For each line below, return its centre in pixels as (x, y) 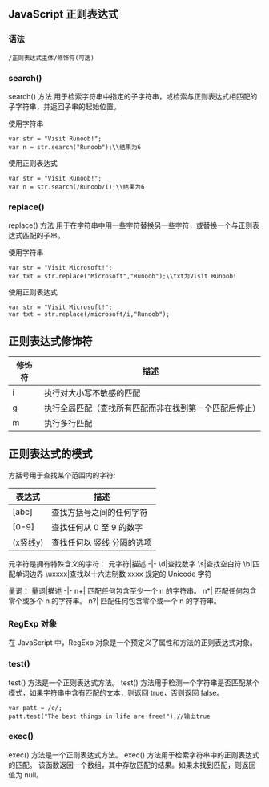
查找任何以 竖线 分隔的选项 (102, 542)
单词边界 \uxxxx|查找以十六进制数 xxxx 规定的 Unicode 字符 (113, 574)
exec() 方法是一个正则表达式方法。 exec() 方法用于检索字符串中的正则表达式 (134, 755)
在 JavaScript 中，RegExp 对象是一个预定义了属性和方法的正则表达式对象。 (133, 643)
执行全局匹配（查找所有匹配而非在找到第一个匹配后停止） (152, 408)
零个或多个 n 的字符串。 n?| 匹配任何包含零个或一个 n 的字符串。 (115, 601)
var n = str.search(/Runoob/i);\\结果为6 (76, 187)
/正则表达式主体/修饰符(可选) (51, 58)
